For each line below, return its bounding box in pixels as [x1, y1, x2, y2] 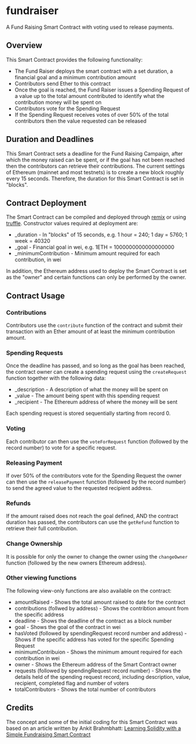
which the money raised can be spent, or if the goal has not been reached [6, 156, 185, 163]
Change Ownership [6, 540, 63, 548]
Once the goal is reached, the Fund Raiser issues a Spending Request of [14, 86, 190, 93]
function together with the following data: [6, 374, 106, 382]
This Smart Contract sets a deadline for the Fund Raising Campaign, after [6, 150, 183, 157]
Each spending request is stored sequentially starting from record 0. [6, 410, 171, 417]
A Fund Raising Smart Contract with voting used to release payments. [6, 23, 174, 31]
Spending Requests [6, 349, 63, 357]
